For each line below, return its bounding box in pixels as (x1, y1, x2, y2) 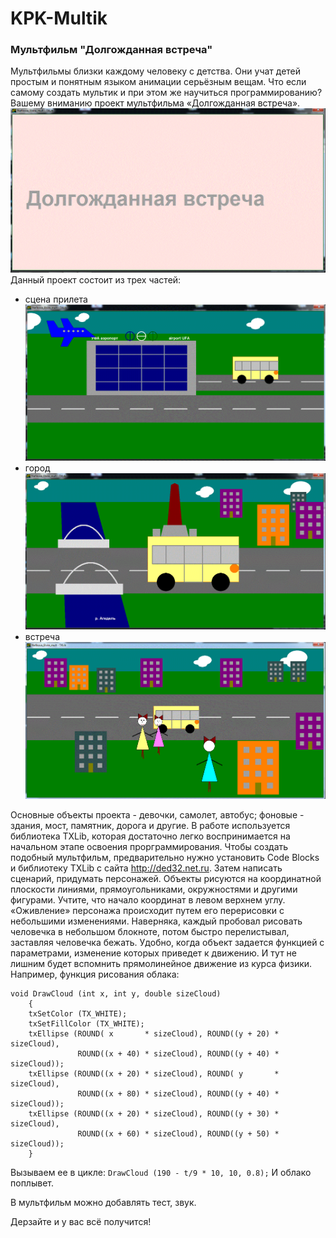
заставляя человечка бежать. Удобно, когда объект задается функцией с (10, 936, 325, 948)
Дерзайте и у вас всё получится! (10, 1215, 152, 1227)
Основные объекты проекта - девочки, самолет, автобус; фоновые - (10, 808, 305, 821)
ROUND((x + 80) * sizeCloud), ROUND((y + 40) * (77, 1088, 280, 1099)
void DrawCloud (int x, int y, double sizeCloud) (10, 988, 222, 999)
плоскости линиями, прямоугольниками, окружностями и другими (10, 883, 298, 895)
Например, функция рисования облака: (10, 968, 180, 980)
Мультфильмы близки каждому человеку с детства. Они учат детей (10, 65, 302, 77)
